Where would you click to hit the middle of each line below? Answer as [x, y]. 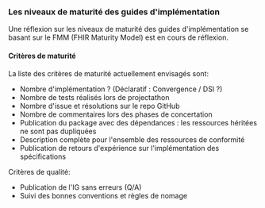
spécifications [42, 156]
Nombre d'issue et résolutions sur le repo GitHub [100, 106]
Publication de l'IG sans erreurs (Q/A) [81, 187]
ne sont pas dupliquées [58, 131]
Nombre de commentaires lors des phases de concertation [116, 114]
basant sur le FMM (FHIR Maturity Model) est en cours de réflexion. [118, 37]
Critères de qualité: [39, 171]
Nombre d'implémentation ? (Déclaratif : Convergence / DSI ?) [121, 89]
